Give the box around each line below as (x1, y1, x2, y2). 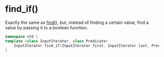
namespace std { (5, 34, 38, 39)
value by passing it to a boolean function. (5, 24, 88, 30)
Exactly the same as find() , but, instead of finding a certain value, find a (5, 19, 149, 25)
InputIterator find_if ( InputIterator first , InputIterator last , (14, 43, 150, 48)
